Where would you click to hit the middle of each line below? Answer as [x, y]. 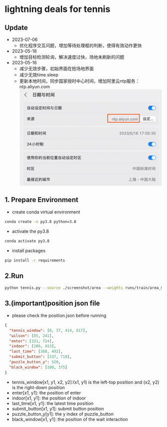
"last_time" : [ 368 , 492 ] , [36, 352]
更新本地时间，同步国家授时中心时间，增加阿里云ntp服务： [80, 81]
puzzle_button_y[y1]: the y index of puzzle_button [63, 414]
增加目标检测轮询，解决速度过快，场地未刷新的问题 [72, 57]
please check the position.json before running [59, 315]
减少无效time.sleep [39, 75]
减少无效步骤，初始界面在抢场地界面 [57, 69]
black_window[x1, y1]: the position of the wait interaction [70, 419]
